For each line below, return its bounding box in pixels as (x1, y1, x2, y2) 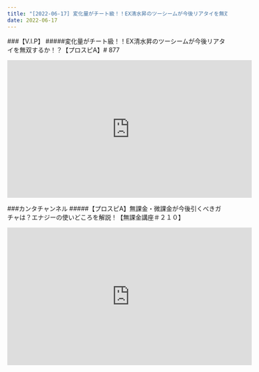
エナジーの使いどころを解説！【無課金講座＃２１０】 (31, 213, 185, 221)
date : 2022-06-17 (7, 17, 58, 24)
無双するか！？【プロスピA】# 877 (19, 45, 120, 54)
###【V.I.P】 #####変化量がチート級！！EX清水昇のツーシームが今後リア (7, 36, 220, 45)
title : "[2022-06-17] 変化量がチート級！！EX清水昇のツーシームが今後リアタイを (7, 10, 220, 17)
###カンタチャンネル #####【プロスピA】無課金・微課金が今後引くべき (7, 204, 216, 213)
